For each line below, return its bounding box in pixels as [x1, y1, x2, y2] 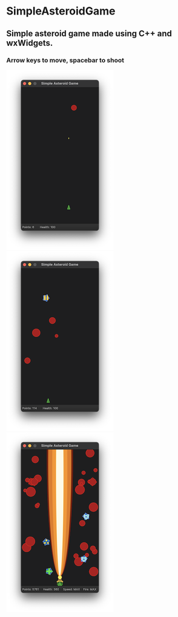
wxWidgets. [6, 38, 53, 48]
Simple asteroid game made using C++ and [6, 28, 173, 39]
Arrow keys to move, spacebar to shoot [6, 56, 124, 64]
